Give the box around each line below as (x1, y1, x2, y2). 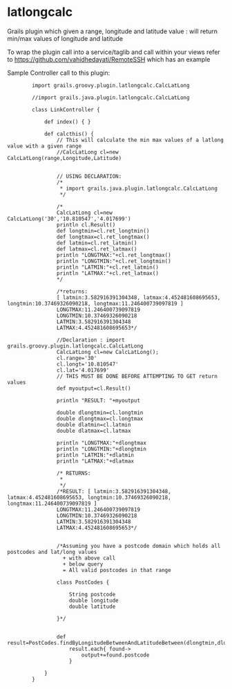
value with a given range (7, 143, 81, 150)
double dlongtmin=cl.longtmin (56, 409, 144, 416)
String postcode (68, 591, 116, 598)
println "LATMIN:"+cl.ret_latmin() (56, 264, 159, 271)
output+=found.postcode (81, 652, 150, 659)
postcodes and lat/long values (7, 548, 97, 555)
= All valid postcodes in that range (62, 566, 171, 573)
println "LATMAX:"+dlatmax (56, 458, 135, 465)
